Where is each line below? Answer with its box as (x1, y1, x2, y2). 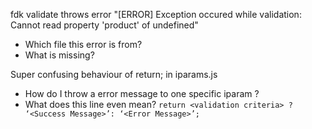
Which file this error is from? (24, 39, 143, 50)
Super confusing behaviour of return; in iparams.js (10, 69, 218, 80)
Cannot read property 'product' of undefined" (10, 19, 199, 31)
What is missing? (24, 49, 95, 61)
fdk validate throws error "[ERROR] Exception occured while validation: (10, 9, 302, 20)
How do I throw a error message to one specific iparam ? (24, 88, 260, 99)
